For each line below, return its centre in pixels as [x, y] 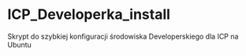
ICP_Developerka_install [89, 15]
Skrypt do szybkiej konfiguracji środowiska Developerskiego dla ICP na [123, 36]
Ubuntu [20, 44]
